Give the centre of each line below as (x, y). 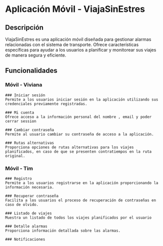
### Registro (19, 179)
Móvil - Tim (19, 168)
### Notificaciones (25, 239)
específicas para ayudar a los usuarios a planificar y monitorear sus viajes (81, 50)
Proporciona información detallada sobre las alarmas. (63, 231)
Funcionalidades (31, 71)
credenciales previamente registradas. (46, 104)
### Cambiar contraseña (30, 130)
